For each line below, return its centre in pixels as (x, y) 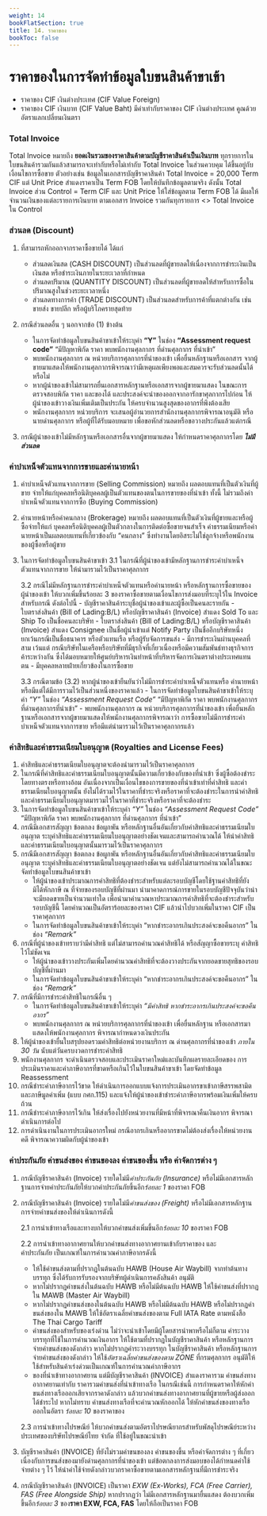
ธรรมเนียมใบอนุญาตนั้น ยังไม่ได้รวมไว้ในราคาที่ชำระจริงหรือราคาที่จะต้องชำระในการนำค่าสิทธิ (139, 791)
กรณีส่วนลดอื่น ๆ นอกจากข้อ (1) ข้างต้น (72, 324)
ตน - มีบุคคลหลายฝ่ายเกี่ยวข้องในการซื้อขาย (77, 666)
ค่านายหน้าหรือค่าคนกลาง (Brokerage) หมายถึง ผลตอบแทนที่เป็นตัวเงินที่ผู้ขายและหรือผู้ (137, 518)
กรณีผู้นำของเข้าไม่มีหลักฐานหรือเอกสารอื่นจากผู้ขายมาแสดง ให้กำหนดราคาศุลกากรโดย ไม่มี (138, 436)
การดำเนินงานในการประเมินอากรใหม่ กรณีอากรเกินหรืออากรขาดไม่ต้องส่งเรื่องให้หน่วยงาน (136, 1131)
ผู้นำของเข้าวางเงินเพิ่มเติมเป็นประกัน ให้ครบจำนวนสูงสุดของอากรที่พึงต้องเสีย (131, 403)
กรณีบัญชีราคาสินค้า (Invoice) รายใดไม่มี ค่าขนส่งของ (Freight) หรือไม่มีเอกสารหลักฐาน (136, 1203)
